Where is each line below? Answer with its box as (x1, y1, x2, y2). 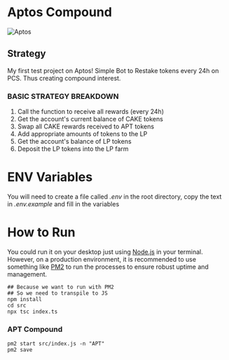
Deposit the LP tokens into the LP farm (17, 145, 129, 153)
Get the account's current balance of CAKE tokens (17, 115, 163, 124)
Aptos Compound (7, 4, 112, 20)
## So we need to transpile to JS (7, 289, 109, 297)
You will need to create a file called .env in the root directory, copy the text (7, 192, 222, 201)
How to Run (7, 225, 76, 241)
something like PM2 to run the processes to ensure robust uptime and (7, 262, 209, 271)
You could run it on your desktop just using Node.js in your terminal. (7, 247, 203, 256)
